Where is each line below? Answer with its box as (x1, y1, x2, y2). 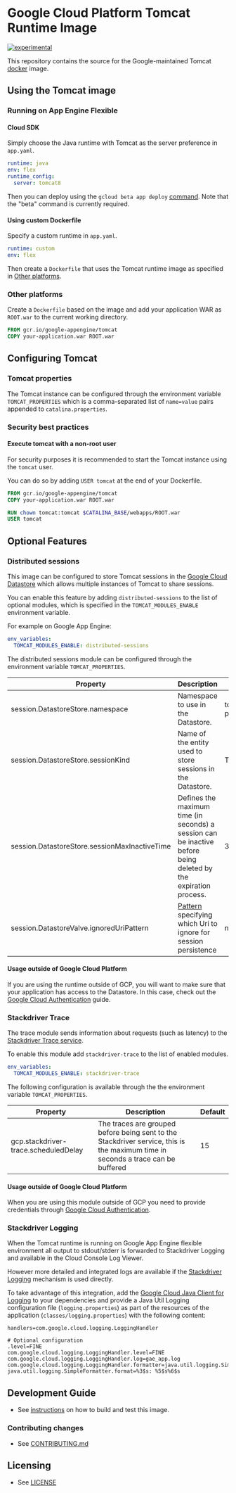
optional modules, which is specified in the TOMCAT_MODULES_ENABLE (7, 600, 199, 609)
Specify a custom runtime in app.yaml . (7, 231, 117, 240)
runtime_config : (7, 173, 55, 180)
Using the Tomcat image (7, 84, 117, 96)
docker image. (7, 64, 49, 72)
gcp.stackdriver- (11, 1136, 67, 1146)
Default (199, 1107, 225, 1117)
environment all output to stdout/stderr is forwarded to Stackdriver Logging (7, 1247, 225, 1255)
